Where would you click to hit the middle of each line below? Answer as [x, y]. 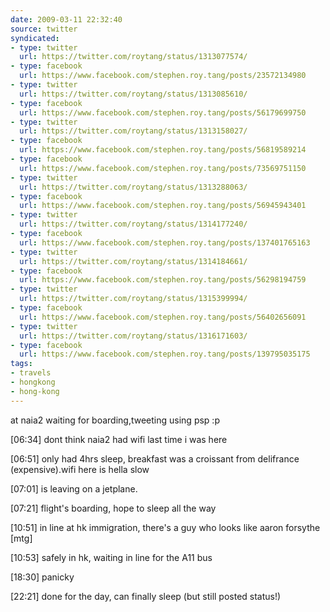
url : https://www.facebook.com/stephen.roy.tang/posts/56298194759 [163, 280]
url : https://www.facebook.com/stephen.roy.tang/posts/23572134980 [163, 76]
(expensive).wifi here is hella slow [80, 469]
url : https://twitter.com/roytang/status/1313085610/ [133, 94]
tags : [21, 364]
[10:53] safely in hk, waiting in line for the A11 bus [111, 557]
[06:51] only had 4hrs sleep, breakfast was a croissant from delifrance [155, 458]
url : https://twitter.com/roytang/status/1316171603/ [133, 336]
